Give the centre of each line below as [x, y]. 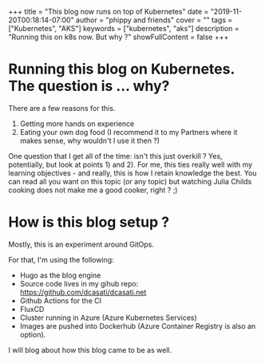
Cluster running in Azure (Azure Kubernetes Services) [108, 318]
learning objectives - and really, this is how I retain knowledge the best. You [132, 173]
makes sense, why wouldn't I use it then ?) [90, 140]
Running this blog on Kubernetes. [122, 69]
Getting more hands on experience [77, 124]
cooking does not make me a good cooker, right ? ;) [93, 190]
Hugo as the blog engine [60, 275]
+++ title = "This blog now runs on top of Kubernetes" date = [109, 12]
